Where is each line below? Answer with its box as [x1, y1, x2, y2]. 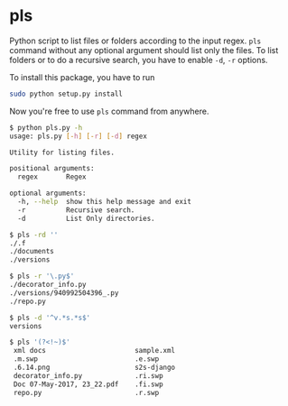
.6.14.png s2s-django [13, 363, 176, 373]
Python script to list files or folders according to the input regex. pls [9, 35, 262, 46]
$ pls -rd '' [9, 230, 59, 239]
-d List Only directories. [17, 214, 155, 223]
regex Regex [17, 172, 88, 181]
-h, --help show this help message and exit [17, 198, 192, 207]
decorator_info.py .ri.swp [13, 371, 164, 380]
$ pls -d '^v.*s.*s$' [9, 313, 91, 322]
